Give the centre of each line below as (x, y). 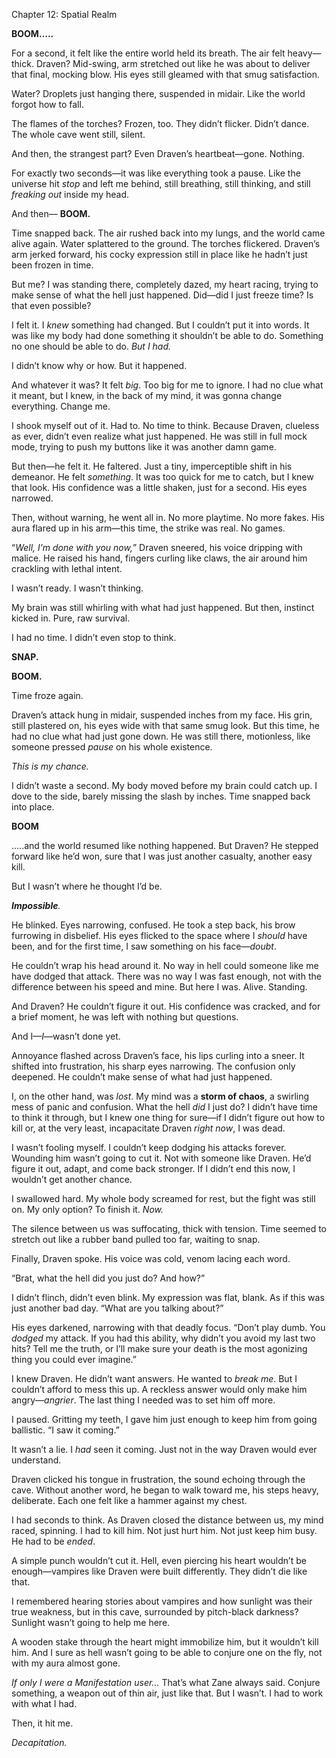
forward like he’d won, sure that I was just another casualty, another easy (162, 856)
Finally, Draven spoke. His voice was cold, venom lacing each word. (151, 1258)
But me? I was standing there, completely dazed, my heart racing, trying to (165, 284)
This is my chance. (50, 766)
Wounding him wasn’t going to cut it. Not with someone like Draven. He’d (161, 1158)
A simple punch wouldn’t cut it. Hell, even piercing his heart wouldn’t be (159, 1560)
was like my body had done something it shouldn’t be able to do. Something (167, 335)
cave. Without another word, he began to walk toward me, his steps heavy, (165, 1490)
